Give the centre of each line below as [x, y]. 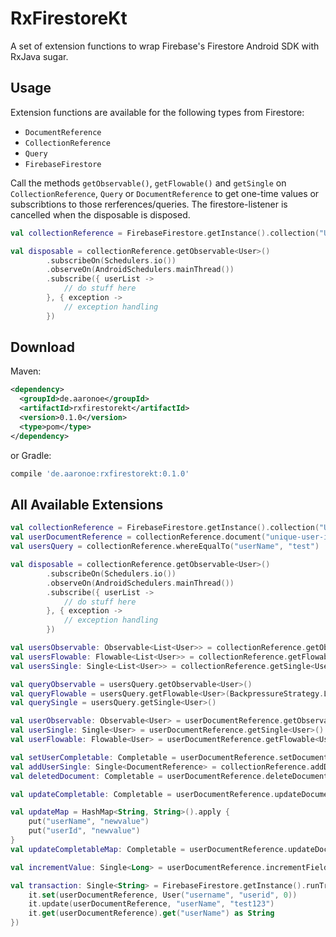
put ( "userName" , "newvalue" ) [89, 822]
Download [42, 347]
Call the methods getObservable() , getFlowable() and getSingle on [148, 183]
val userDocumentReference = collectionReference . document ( [138, 537]
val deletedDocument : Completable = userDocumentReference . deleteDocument [169, 776]
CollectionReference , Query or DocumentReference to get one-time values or [165, 193]
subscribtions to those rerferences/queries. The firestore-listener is [149, 204]
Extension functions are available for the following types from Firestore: [157, 112]
